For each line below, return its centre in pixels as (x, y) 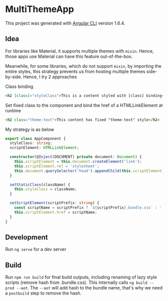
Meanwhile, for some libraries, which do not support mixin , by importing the (83, 66)
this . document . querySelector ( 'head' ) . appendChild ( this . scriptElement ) (89, 171)
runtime (13, 110)
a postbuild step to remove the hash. (43, 293)
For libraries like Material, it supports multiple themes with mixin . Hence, (79, 51)
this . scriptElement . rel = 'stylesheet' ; (57, 166)
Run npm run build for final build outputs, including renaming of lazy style (81, 277)
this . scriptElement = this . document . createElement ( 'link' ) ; (78, 162)
